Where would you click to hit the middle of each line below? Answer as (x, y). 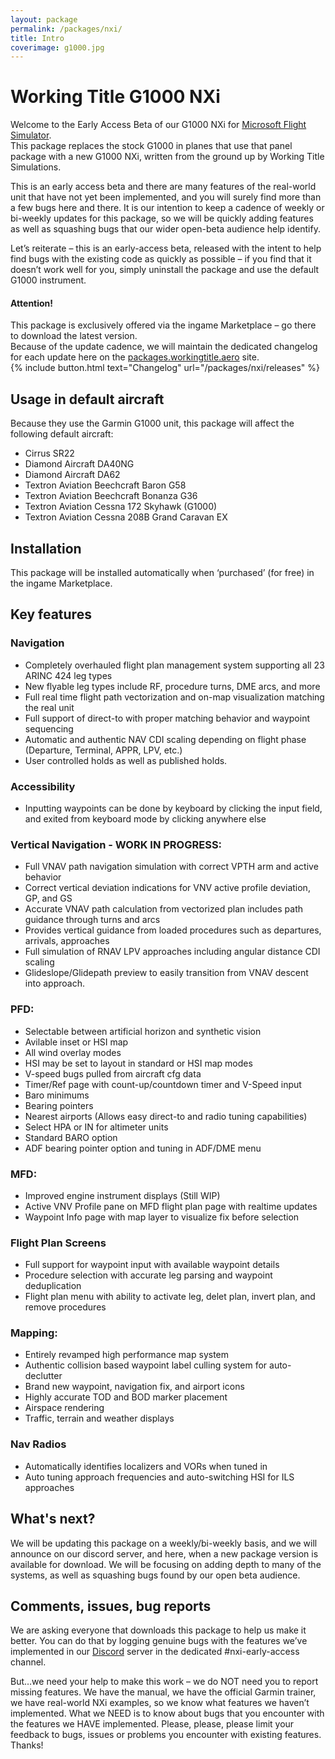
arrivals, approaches (67, 941)
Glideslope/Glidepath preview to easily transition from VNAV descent (166, 973)
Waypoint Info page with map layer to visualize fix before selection (162, 1217)
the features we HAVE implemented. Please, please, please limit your (152, 1724)
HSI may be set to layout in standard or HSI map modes (138, 1063)
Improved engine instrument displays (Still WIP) (122, 1195)
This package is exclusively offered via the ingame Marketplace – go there (163, 325)
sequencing (49, 728)
